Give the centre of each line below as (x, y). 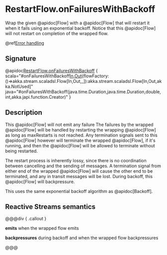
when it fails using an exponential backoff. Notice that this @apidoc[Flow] (81, 28)
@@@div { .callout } (26, 219)
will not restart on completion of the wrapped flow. (57, 33)
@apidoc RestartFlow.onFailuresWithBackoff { (51, 70)
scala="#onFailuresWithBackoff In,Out (43, 76)
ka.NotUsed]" (19, 86)
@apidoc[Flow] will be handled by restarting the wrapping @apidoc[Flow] (81, 129)
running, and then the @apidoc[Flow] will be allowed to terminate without (80, 145)
